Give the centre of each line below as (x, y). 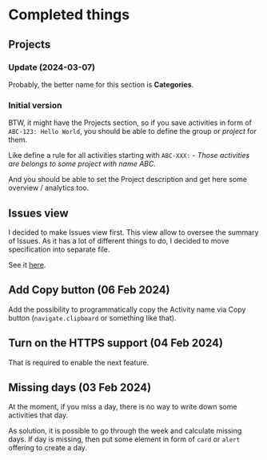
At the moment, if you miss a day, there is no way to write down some (123, 407)
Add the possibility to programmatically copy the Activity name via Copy (127, 309)
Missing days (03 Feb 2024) (80, 387)
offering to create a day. (48, 448)
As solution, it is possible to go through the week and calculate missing (125, 431)
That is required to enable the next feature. (79, 362)
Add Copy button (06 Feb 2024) (89, 290)
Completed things (69, 15)
